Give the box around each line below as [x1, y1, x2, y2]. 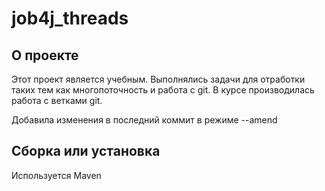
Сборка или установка [11, 143, 161, 160]
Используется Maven [11, 169, 102, 181]
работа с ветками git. [11, 95, 103, 106]
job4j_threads [11, 7, 129, 30]
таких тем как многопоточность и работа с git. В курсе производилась [11, 84, 315, 96]
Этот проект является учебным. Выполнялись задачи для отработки [11, 73, 306, 85]
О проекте [11, 47, 79, 64]
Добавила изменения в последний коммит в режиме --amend [11, 114, 278, 126]
